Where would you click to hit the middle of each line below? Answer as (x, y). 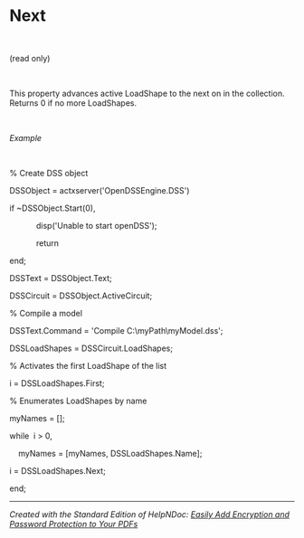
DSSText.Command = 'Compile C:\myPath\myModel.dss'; (116, 330)
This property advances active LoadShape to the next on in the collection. (147, 93)
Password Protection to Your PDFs (74, 524)
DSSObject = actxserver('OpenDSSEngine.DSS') (100, 190)
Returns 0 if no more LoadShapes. (73, 103)
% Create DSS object (49, 173)
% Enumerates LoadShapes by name (78, 401)
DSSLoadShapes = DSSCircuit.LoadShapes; (91, 348)
